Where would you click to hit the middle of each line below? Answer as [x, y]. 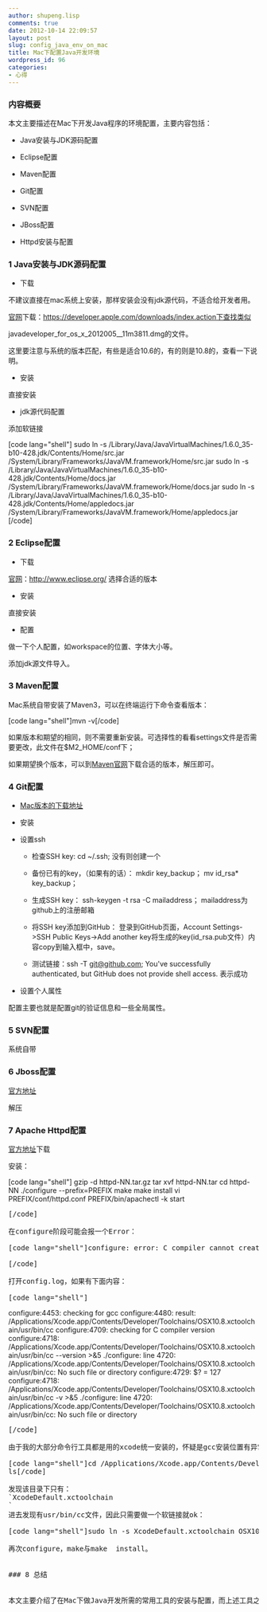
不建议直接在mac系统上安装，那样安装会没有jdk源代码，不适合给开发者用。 [132, 300]
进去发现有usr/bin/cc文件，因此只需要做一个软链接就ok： [106, 1515]
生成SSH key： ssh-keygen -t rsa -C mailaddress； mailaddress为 [140, 900]
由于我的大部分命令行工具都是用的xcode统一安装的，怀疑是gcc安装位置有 [130, 1447]
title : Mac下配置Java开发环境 [54, 53]
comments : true [33, 23]
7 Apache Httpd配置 [47, 1130]
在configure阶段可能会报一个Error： [73, 1232]
